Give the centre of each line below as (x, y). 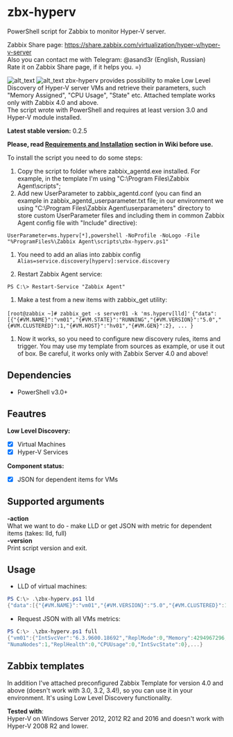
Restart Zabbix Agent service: (60, 274)
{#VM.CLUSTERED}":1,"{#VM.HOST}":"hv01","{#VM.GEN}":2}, (91, 326)
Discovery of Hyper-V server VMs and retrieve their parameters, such (107, 88)
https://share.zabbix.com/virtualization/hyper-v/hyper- (143, 44)
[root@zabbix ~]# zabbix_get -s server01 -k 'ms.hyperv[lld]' (99, 313)
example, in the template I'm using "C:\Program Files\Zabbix (103, 179)
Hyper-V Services (43, 452)
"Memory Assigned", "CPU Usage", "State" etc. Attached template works (111, 95)
